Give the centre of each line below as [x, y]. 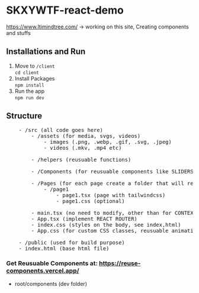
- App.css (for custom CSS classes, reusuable [100, 231]
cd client [27, 73]
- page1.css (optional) [91, 201]
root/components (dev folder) [51, 284]
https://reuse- [120, 263]
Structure [24, 116]
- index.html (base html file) [64, 248]
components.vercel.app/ [43, 271]
